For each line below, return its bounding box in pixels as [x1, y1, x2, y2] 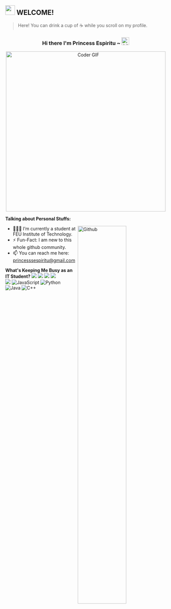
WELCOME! [16, 8, 54, 17]
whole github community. [12, 244, 66, 250]
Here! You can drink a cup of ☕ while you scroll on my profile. [17, 22, 148, 28]
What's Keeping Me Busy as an [5, 267, 73, 274]
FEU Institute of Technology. [12, 231, 72, 237]
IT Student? [5, 274, 31, 280]
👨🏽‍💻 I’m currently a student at [12, 226, 76, 232]
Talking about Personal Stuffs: [5, 216, 71, 222]
